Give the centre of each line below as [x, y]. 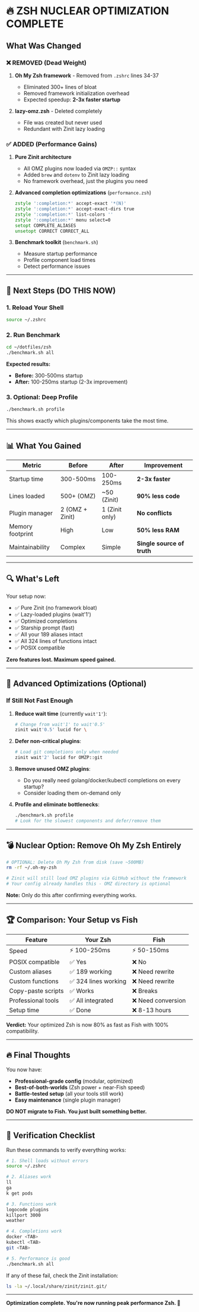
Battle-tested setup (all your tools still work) [69, 1093]
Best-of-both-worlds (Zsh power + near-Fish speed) [80, 1087]
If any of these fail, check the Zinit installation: [62, 1275]
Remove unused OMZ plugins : [52, 769]
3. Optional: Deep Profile [42, 397]
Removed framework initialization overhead [76, 93]
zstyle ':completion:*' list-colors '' [64, 215]
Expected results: [28, 364]
